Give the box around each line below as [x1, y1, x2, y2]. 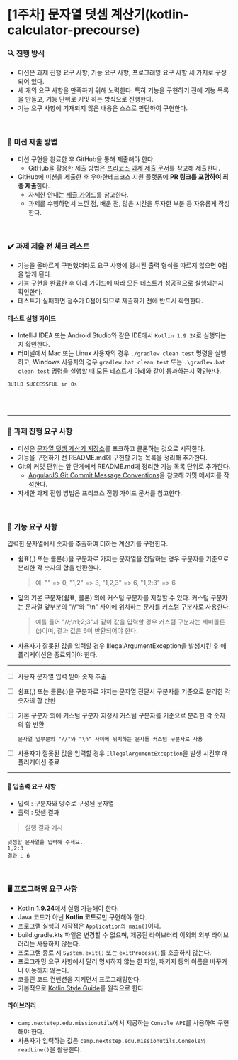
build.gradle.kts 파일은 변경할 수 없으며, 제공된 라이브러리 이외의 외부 [17, 930, 210, 939]
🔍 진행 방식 [7, 49, 45, 59]
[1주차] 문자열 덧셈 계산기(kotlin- [7, 6, 190, 23]
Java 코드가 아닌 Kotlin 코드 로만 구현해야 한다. [17, 912, 147, 921]
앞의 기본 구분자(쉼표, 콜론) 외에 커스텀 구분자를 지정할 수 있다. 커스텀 [17, 593, 209, 602]
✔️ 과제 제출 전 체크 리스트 [7, 241, 90, 251]
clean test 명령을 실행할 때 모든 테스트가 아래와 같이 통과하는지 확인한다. [17, 367, 222, 375]
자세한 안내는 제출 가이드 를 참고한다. [28, 190, 129, 199]
